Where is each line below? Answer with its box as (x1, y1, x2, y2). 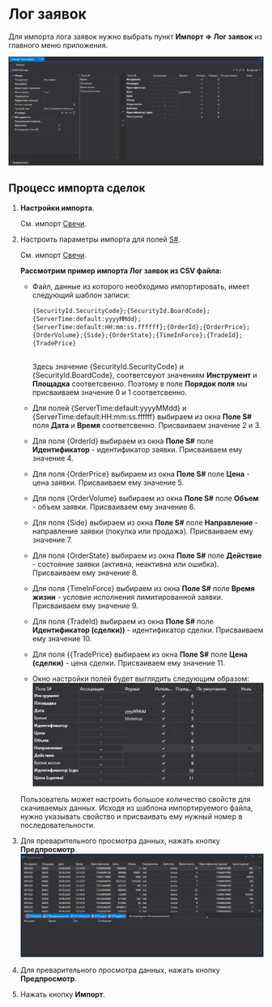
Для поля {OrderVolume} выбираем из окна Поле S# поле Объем (32, 493, 259, 503)
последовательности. (19, 821, 96, 830)
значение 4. (32, 453, 74, 463)
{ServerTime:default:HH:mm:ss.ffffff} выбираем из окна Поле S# (32, 411, 253, 422)
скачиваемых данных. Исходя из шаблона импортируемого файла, (19, 803, 253, 813)
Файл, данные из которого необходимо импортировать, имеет (32, 281, 250, 291)
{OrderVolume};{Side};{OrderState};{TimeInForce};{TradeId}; (32, 331, 243, 339)
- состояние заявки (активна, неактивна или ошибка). (32, 559, 219, 568)
